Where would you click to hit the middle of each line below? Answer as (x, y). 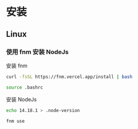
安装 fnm (17, 66)
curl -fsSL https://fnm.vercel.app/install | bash (69, 77)
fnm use (16, 121)
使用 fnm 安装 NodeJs (37, 52)
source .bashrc (25, 87)
